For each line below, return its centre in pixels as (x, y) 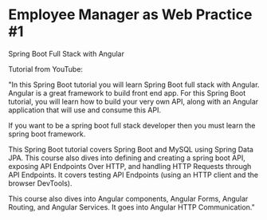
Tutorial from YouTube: (46, 69)
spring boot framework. (47, 134)
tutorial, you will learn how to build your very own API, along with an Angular (133, 101)
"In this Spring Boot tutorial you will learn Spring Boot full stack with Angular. (134, 84)
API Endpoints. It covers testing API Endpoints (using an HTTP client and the (133, 175)
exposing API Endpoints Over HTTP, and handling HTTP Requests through (130, 166)
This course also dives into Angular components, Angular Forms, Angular (128, 198)
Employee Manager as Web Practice (130, 15)
